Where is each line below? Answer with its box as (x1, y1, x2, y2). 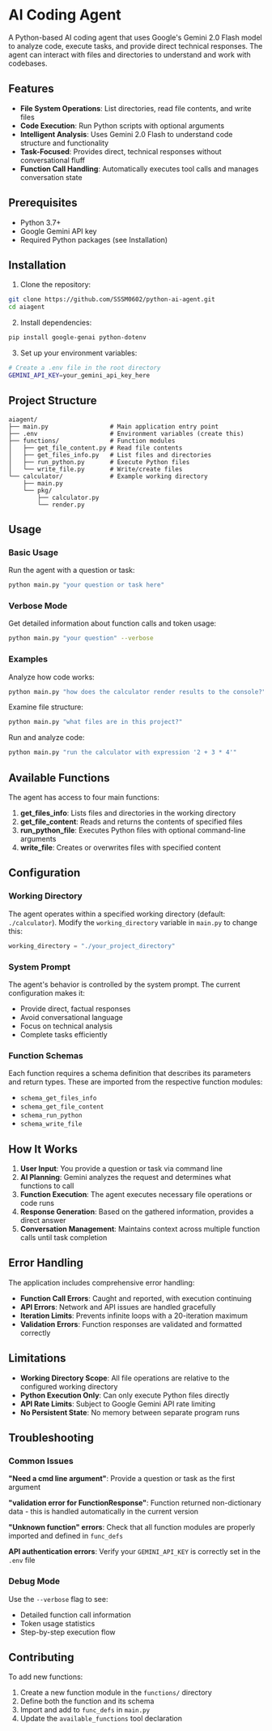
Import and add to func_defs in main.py (19, 1705, 151, 1715)
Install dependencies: (19, 318, 92, 328)
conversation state (19, 172, 83, 182)
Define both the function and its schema (19, 1696, 155, 1706)
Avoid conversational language (19, 1012, 123, 1022)
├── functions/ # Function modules (8, 437, 176, 445)
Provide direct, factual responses (19, 1004, 131, 1014)
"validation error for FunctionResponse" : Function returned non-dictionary (8, 1498, 261, 1508)
